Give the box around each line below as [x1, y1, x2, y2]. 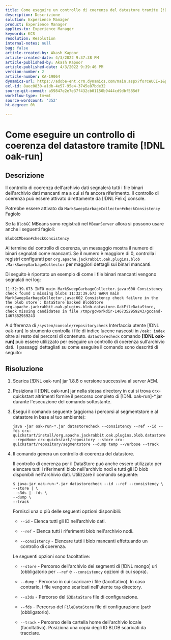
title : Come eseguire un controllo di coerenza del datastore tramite [5, 7, 158, 13]
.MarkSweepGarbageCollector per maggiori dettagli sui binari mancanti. [5, 261, 152, 267]
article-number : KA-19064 [5, 74, 60, 79]
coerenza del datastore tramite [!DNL [5, 140, 165, 151]
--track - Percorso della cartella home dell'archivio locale [20, 619, 141, 625]
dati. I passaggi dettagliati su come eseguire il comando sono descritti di [5, 344, 159, 350]
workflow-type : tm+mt [5, 93, 51, 98]
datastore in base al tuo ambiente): [12, 414, 86, 420]
